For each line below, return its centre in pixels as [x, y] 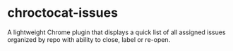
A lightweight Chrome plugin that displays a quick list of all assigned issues [116, 32]
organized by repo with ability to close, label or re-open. [89, 39]
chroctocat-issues [63, 13]
